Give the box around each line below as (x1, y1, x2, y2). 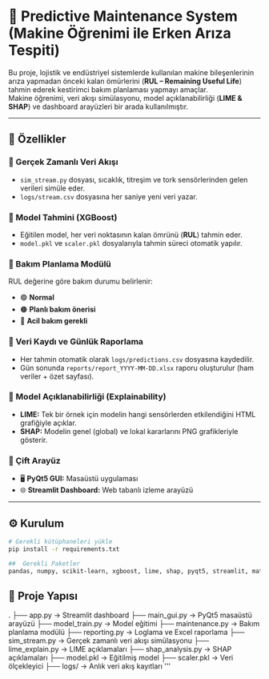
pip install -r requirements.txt (8, 544, 120, 553)
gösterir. (19, 435, 48, 444)
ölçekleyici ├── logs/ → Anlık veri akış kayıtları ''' (8, 661, 171, 671)
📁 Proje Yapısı (8, 589, 78, 603)
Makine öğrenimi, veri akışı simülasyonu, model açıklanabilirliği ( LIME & (8, 93, 243, 102)
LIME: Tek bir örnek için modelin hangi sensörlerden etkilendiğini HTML (19, 409, 256, 419)
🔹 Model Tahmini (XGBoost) (8, 211, 118, 223)
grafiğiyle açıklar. (19, 418, 78, 428)
